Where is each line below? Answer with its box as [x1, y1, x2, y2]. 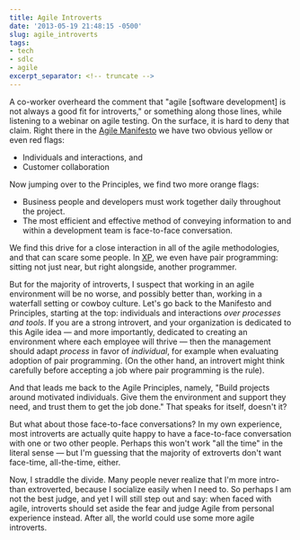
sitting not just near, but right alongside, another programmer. [9, 261, 237, 272]
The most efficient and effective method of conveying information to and [22, 215, 292, 226]
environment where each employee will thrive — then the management [9, 336, 271, 347]
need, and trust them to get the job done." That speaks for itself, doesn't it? [9, 401, 287, 412]
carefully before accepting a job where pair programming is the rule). [9, 365, 265, 376]
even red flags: [9, 134, 66, 145]
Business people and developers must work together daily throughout [22, 196, 281, 207]
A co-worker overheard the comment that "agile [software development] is [9, 96, 287, 107]
